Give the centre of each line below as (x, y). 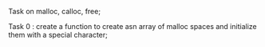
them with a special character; (58, 35)
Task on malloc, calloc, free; (55, 11)
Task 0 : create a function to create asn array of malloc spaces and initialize (132, 26)
